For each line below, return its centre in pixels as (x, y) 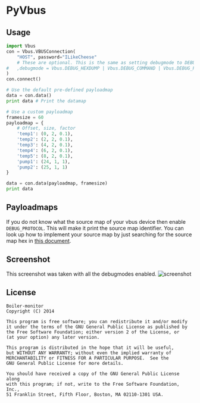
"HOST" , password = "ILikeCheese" (57, 57)
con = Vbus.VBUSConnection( (41, 51)
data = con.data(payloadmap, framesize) (57, 183)
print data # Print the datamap (46, 101)
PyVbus (26, 10)
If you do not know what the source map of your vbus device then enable (96, 221)
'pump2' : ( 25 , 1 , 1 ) (42, 167)
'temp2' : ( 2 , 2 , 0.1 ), (45, 140)
